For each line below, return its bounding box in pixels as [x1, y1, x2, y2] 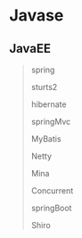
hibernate [30, 99, 67, 110]
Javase [9, 5, 64, 26]
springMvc [30, 117, 71, 127]
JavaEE [9, 41, 52, 56]
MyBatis [30, 134, 61, 144]
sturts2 [30, 82, 58, 92]
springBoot [30, 202, 72, 213]
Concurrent [30, 185, 74, 196]
